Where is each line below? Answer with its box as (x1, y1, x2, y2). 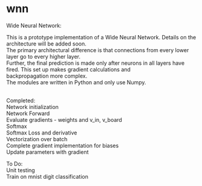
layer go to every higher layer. (6, 53, 80, 60)
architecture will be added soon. (6, 40, 86, 47)
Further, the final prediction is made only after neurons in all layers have (6, 59, 185, 67)
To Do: (6, 160, 23, 167)
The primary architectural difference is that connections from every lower (6, 46, 189, 53)
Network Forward (6, 110, 50, 117)
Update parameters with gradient (6, 148, 89, 156)
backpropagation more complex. (6, 72, 88, 79)
